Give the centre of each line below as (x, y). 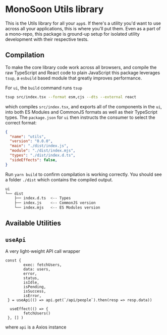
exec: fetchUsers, (43, 265)
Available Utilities (33, 223)
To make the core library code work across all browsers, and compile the (81, 67)
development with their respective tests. (47, 39)
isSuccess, (35, 291)
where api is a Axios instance (36, 327)
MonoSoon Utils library (54, 9)
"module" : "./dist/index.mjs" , (43, 151)
